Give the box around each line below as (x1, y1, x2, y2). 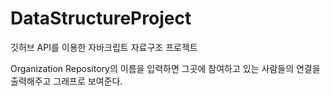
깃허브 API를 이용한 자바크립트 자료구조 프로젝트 (10, 41, 198, 53)
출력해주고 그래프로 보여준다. (10, 75, 123, 87)
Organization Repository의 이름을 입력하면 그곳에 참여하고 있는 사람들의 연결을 (10, 62, 321, 74)
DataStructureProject (10, 7, 192, 30)
